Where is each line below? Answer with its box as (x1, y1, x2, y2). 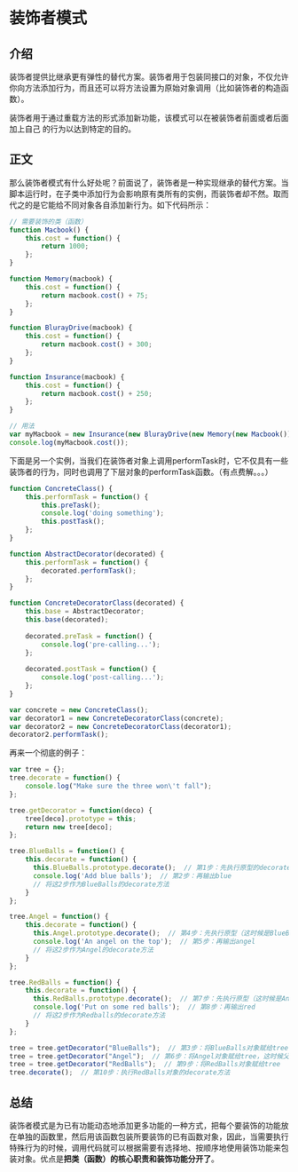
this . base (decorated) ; (25, 615, 109, 624)
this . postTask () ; (41, 517, 105, 527)
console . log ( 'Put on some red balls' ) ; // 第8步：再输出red (32, 1002, 255, 1012)
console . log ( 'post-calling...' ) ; (41, 673, 165, 682)
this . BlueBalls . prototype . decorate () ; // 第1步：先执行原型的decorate (32, 863, 292, 873)
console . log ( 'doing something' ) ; (41, 509, 165, 518)
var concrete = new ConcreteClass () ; (9, 705, 149, 715)
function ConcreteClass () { (9, 484, 114, 493)
